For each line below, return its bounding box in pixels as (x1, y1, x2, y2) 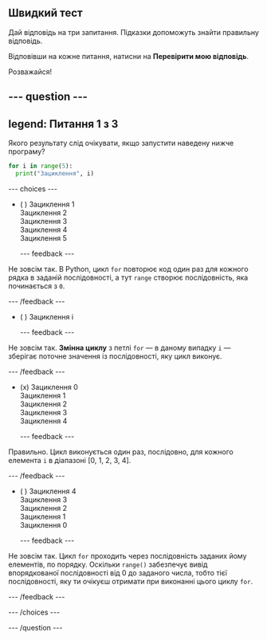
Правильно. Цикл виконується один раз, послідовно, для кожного (8, 446, 234, 457)
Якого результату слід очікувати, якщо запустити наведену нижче (8, 139, 234, 148)
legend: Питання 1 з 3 (8, 117, 119, 131)
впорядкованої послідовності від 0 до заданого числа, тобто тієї (8, 567, 227, 577)
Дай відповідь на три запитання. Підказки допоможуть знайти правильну (8, 27, 259, 37)
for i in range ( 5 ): (8, 163, 73, 171)
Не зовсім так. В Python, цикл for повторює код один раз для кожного (8, 264, 249, 273)
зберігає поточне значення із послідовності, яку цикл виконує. (8, 351, 222, 361)
